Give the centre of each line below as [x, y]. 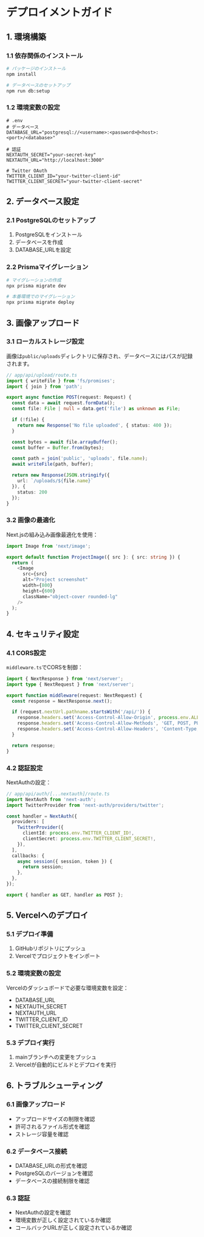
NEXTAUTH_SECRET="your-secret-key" [51, 155]
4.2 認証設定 [25, 768]
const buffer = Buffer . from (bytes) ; [58, 447]
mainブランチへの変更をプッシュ [56, 1057]
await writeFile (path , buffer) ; [53, 464]
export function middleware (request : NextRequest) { [74, 695]
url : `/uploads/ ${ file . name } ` [56, 481]
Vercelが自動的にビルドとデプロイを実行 [66, 1065]
